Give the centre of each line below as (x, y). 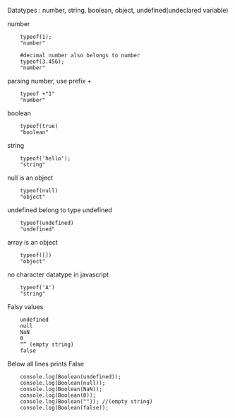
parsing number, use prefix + (49, 81)
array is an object (32, 242)
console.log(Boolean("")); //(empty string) (86, 402)
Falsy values (25, 307)
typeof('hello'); (46, 158)
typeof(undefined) (47, 223)
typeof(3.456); (42, 62)
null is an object (30, 178)
